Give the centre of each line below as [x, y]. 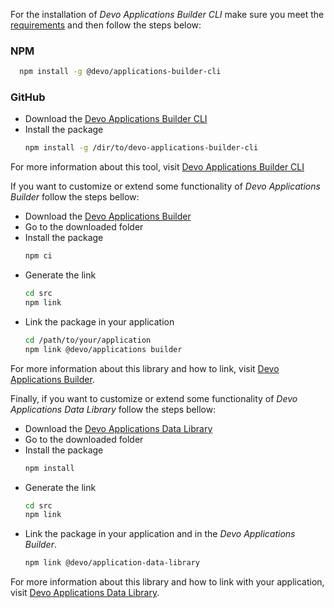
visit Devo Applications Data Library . [85, 593]
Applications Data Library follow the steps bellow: [113, 409]
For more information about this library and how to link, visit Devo [145, 368]
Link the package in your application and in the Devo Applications [160, 534]
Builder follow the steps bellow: [75, 197]
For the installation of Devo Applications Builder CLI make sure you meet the [167, 14]
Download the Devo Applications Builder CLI [116, 119]
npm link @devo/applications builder [103, 349]
